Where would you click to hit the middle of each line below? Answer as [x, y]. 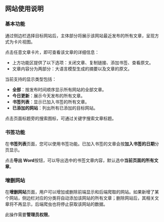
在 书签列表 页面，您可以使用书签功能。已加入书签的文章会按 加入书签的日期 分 [82, 144]
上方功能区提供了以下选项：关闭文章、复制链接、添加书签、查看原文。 [83, 62]
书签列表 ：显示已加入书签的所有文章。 [51, 101]
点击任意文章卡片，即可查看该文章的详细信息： [52, 52]
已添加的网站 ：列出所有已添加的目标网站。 [55, 108]
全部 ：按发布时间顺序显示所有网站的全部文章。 [59, 89]
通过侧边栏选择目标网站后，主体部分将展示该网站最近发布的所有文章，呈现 [80, 35]
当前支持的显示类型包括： [31, 79]
